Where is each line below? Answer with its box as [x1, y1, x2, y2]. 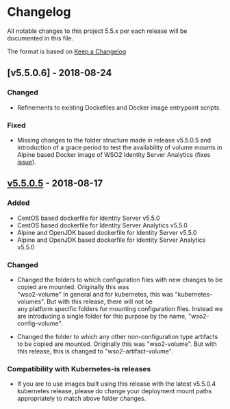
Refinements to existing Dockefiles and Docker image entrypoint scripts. [16, 103, 221, 112]
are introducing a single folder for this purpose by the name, [16, 312, 187, 320]
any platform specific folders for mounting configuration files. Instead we [16, 304, 223, 312]
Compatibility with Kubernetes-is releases [7, 364, 151, 373]
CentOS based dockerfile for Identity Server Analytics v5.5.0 [16, 221, 188, 230]
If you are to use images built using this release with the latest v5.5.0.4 [16, 380, 216, 388]
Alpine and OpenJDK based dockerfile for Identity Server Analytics [16, 236, 206, 244]
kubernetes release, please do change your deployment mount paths [16, 387, 212, 395]
